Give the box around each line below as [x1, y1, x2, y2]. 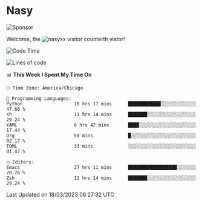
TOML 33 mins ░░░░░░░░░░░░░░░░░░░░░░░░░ [6, 143, 197, 149]
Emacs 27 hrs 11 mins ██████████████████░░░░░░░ [6, 164, 197, 170]
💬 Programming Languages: [6, 95, 71, 102]
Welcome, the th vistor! [6, 35, 125, 42]
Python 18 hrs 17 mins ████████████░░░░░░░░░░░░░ [6, 100, 197, 107]
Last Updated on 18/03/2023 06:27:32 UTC [6, 191, 115, 198]
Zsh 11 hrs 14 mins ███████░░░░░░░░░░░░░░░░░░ [6, 175, 197, 181]
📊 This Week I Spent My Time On [6, 71, 92, 78]
